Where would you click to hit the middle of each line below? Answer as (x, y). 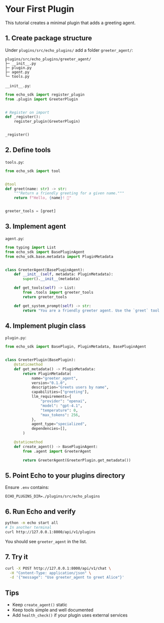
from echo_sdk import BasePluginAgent (45, 252)
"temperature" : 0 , (59, 410)
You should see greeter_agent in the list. (46, 541)
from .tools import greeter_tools (58, 292)
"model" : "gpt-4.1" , (61, 406)
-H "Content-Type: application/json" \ (50, 573)
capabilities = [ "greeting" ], (60, 392)
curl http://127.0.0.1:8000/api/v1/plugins (50, 532)
